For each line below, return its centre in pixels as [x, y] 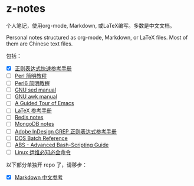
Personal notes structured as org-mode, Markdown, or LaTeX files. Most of [97, 37]
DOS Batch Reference [41, 138]
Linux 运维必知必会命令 [43, 152]
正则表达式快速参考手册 [43, 68]
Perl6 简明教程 [32, 83]
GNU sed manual [35, 90]
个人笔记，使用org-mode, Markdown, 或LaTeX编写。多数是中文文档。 [91, 25]
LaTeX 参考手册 [33, 110]
